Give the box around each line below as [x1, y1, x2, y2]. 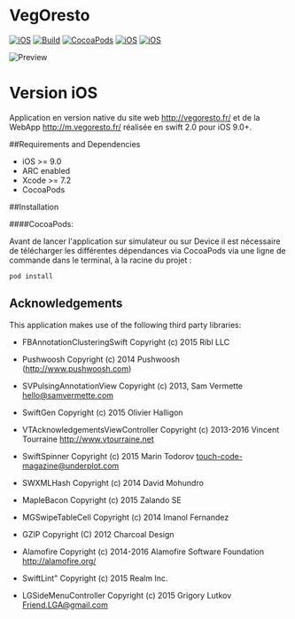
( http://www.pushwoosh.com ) [21, 363, 132, 373]
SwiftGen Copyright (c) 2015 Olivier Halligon [21, 407, 183, 418]
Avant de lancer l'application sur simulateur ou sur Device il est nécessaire [9, 236, 281, 247]
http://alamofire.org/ [21, 555, 97, 566]
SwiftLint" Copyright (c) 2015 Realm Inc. [21, 573, 168, 584]
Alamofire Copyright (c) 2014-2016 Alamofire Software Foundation [21, 546, 264, 557]
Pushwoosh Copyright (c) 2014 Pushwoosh [21, 354, 180, 364]
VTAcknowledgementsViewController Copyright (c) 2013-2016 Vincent [21, 424, 280, 435]
